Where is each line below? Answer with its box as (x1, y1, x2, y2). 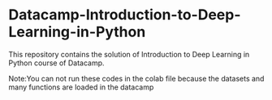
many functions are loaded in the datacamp (8, 82, 154, 92)
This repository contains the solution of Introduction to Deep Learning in (8, 49, 250, 59)
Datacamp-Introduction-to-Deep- (8, 6, 241, 24)
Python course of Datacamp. (8, 58, 105, 68)
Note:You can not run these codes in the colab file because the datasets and (8, 73, 265, 83)
